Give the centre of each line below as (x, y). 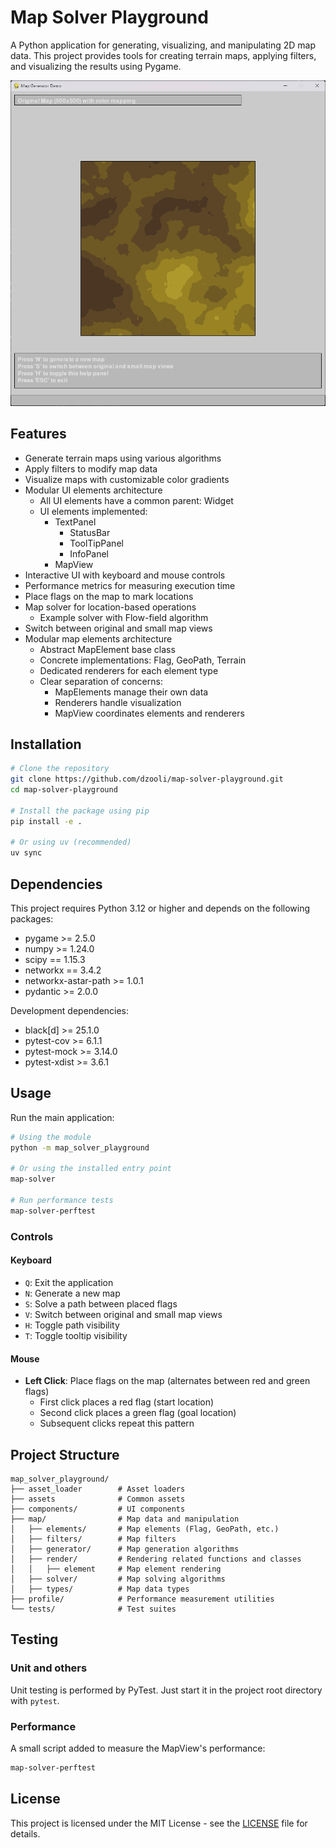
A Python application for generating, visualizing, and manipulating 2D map (163, 45)
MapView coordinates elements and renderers (149, 713)
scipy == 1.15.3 (55, 959)
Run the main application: (62, 1117)
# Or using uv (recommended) (71, 842)
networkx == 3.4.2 (63, 970)
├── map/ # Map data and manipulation (125, 1519)
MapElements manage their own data (131, 692)
